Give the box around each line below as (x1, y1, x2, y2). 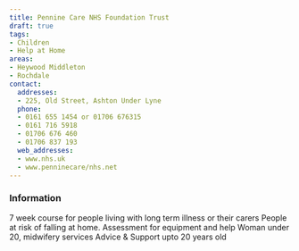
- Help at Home (9, 46, 66, 55)
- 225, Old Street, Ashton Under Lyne (17, 96, 162, 105)
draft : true (9, 21, 54, 30)
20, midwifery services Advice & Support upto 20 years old (9, 231, 228, 242)
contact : (9, 79, 42, 88)
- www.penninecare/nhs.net (17, 163, 118, 172)
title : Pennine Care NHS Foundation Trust (9, 13, 170, 22)
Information (9, 192, 62, 205)
